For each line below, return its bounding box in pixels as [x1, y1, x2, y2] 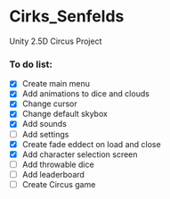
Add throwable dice [21, 159, 95, 170]
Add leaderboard [21, 169, 85, 179]
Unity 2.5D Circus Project [9, 36, 102, 46]
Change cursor [21, 98, 77, 109]
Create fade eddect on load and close [21, 138, 162, 149]
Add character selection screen [21, 149, 138, 160]
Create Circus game [21, 178, 96, 189]
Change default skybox [21, 109, 109, 120]
